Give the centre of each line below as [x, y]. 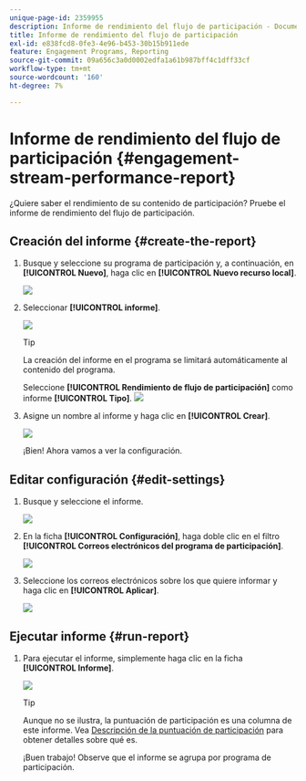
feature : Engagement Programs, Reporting [89, 52]
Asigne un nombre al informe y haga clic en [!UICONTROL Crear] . [146, 416]
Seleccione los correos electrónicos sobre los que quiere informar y [150, 581]
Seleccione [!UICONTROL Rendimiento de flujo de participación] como [158, 388]
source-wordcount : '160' [56, 78]
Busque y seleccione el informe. [83, 502]
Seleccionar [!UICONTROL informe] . [92, 307]
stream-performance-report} [123, 177]
